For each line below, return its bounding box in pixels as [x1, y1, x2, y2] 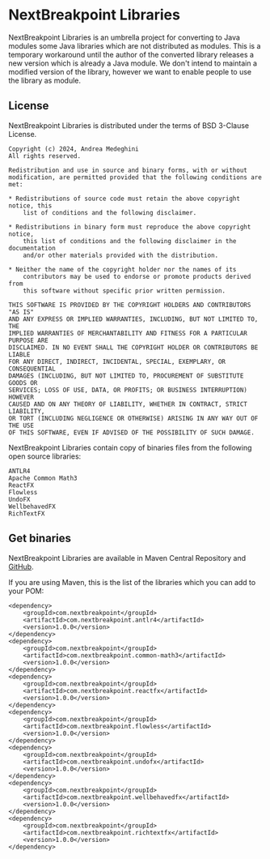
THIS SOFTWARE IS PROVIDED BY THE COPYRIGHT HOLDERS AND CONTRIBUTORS [8, 301, 251, 309]
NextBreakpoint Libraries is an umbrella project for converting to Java [8, 32, 241, 42]
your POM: [8, 586, 44, 596]
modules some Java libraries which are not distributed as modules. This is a [8, 41, 261, 50]
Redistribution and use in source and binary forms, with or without [8, 166, 248, 174]
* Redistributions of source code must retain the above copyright [8, 194, 241, 203]
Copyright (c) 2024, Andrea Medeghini [8, 144, 139, 153]
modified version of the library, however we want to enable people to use [8, 66, 252, 76]
